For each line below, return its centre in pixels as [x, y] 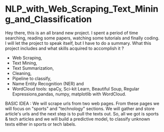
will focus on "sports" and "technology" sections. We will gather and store [80, 109]
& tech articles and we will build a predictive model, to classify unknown [78, 119]
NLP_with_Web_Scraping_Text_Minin [82, 9]
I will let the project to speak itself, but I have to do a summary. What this [78, 43]
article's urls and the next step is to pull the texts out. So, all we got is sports [82, 113]
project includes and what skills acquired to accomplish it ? [64, 48]
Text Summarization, [33, 68]
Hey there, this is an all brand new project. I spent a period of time [72, 33]
